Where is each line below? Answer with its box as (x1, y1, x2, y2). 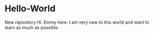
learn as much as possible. (4, 24, 59, 30)
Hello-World (4, 3, 56, 14)
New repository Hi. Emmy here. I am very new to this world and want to (4, 19, 150, 25)
